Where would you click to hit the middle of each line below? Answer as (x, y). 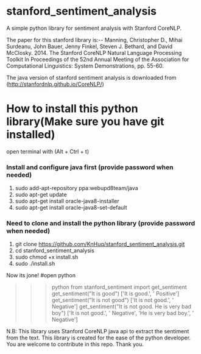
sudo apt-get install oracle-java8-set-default (71, 208)
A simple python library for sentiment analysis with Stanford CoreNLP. (94, 28)
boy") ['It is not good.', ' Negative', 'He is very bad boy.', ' (123, 313)
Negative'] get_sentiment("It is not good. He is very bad (122, 306)
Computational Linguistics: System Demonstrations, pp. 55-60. (85, 66)
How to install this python (72, 109)
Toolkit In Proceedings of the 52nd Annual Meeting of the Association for (98, 59)
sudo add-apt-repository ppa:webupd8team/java (76, 188)
